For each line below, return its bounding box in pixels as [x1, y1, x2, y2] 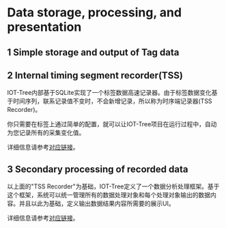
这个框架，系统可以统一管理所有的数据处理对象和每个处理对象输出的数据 [7, 191, 210, 199]
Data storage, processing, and [7, 5, 182, 20]
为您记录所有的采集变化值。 [7, 128, 85, 137]
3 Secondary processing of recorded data [7, 163, 188, 175]
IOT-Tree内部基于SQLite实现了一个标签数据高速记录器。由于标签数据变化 [7, 89, 212, 97]
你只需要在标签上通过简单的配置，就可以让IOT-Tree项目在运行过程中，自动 [7, 120, 217, 128]
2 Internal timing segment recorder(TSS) [7, 70, 183, 81]
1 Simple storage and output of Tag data [7, 46, 180, 58]
